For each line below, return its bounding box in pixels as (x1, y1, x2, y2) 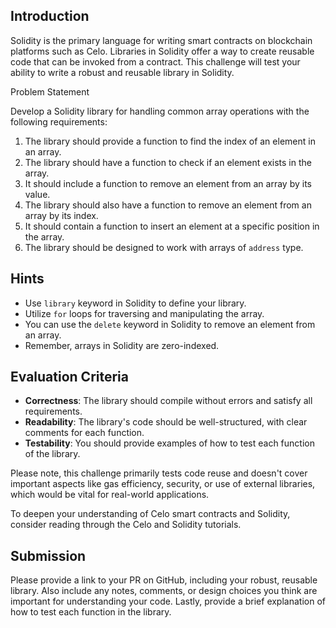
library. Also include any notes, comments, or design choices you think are (10, 585, 318, 597)
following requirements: (10, 115, 108, 128)
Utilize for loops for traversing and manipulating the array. (24, 307, 265, 319)
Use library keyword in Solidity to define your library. (24, 297, 247, 309)
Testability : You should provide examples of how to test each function (24, 437, 315, 449)
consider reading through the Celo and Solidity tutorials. (10, 519, 242, 531)
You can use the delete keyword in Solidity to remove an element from (24, 318, 316, 330)
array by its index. (24, 209, 99, 221)
